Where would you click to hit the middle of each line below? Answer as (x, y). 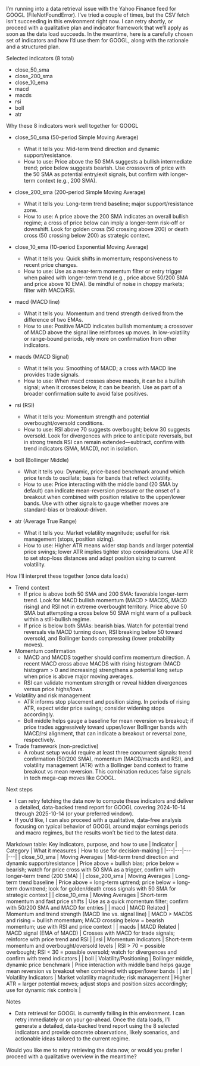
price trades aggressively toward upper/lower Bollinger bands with (105, 727)
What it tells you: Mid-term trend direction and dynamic (91, 149)
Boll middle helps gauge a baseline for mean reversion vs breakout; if (109, 721)
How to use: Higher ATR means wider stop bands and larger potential (108, 545)
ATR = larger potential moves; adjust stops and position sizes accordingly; (97, 984)
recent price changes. (51, 265)
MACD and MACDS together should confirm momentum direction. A (107, 657)
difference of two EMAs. (53, 320)
